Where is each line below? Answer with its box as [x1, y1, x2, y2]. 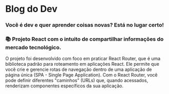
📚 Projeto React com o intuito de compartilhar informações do [5, 35, 164, 43]
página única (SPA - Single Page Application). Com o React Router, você [5, 72, 158, 78]
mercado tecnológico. [5, 44, 61, 51]
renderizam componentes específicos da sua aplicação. [5, 83, 124, 89]
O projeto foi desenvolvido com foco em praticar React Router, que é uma [5, 55, 161, 62]
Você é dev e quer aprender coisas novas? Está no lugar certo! [5, 22, 164, 29]
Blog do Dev [5, 3, 58, 15]
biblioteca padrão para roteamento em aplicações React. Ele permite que [5, 61, 160, 67]
